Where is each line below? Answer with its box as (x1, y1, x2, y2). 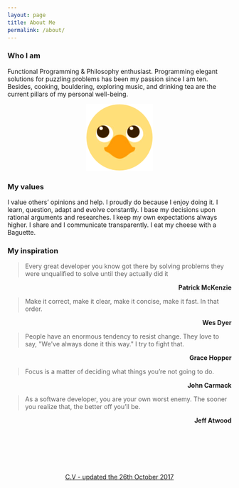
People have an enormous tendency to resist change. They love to (24, 332, 219, 341)
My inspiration (7, 245, 59, 255)
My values (7, 181, 44, 191)
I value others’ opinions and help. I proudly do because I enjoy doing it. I (7, 198, 218, 206)
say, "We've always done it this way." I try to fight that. (24, 340, 185, 349)
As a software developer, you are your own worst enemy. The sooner (24, 395, 228, 403)
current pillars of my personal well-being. (7, 90, 129, 98)
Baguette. (7, 228, 36, 236)
